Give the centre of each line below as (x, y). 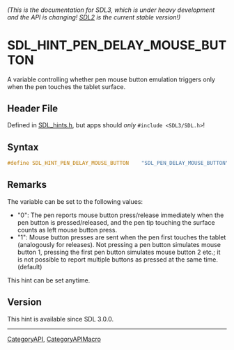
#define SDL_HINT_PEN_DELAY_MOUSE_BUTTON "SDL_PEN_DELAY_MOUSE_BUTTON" (118, 164)
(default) (30, 267)
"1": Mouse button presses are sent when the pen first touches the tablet (122, 237)
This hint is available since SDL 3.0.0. (60, 319)
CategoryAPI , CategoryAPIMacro (54, 339)
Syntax (23, 147)
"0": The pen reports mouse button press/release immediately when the (120, 215)
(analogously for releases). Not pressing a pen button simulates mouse (119, 244)
